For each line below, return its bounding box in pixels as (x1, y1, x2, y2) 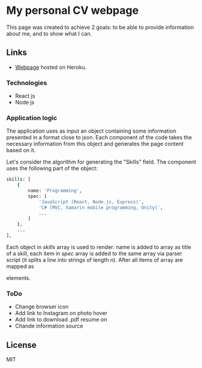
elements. (6, 274, 31, 281)
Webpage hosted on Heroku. (14, 63, 87, 71)
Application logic (6, 113, 57, 122)
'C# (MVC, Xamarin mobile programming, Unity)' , (38, 205, 163, 211)
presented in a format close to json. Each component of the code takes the (6, 134, 192, 141)
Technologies (6, 78, 47, 87)
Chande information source (14, 322, 83, 329)
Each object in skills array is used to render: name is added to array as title (6, 243, 192, 250)
